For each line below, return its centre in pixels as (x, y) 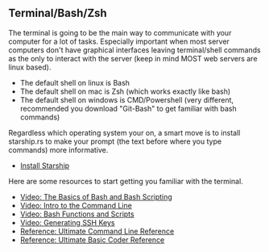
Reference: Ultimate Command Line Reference (97, 231)
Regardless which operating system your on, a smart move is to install (124, 132)
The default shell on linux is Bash (75, 82)
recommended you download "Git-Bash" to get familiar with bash (128, 108)
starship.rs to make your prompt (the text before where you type (115, 141)
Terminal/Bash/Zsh (58, 13)
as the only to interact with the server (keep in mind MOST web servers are (133, 58)
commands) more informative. (58, 149)
